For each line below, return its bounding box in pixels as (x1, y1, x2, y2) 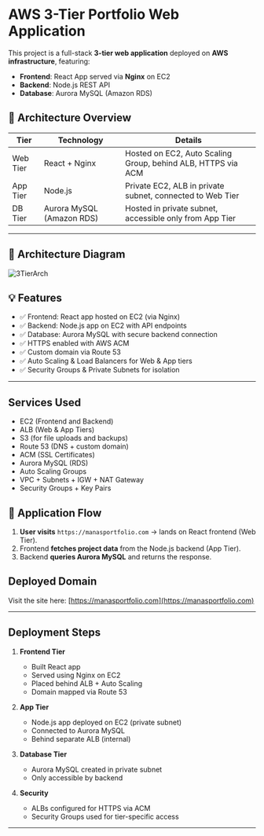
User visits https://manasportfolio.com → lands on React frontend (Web (19, 527, 256, 536)
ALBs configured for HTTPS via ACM (31, 803, 151, 812)
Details (175, 134, 203, 145)
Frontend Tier (19, 647, 65, 656)
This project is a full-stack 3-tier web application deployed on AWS (8, 48, 229, 57)
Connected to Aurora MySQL (31, 725, 126, 735)
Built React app (31, 662, 81, 671)
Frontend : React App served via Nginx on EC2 (19, 71, 170, 81)
